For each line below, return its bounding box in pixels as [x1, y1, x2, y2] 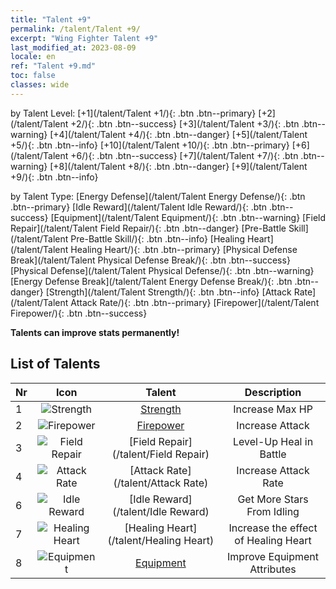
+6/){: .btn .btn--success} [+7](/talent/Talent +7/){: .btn [70, 149, 299, 161]
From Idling [246, 504, 300, 518]
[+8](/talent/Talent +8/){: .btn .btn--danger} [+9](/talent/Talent [49, 160, 308, 172]
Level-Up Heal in [232, 434, 314, 448]
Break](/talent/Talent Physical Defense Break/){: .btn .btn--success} [10, 254, 291, 266]
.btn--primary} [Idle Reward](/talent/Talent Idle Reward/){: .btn [10, 201, 268, 213]
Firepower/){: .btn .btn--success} [10, 307, 148, 319]
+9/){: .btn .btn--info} [10, 171, 99, 183]
